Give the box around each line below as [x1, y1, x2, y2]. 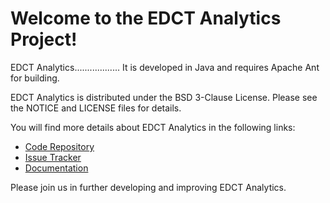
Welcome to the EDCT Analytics [10, 7, 282, 30]
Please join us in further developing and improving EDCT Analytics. [10, 181, 287, 193]
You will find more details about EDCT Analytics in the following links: [10, 121, 296, 133]
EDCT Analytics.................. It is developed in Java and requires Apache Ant [10, 61, 320, 73]
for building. [10, 72, 60, 84]
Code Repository [24, 140, 95, 152]
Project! [10, 28, 78, 51]
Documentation [24, 162, 89, 174]
